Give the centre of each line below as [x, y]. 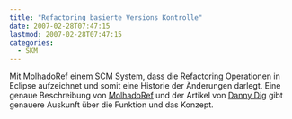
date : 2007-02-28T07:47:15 [60, 26]
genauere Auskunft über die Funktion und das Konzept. [111, 105]
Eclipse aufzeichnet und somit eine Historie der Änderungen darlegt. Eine [145, 86]
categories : [31, 42]
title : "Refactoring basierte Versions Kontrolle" [106, 17]
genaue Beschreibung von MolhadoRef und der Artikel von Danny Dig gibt [146, 96]
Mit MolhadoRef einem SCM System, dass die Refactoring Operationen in [145, 76]
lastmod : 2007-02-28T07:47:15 [66, 34]
